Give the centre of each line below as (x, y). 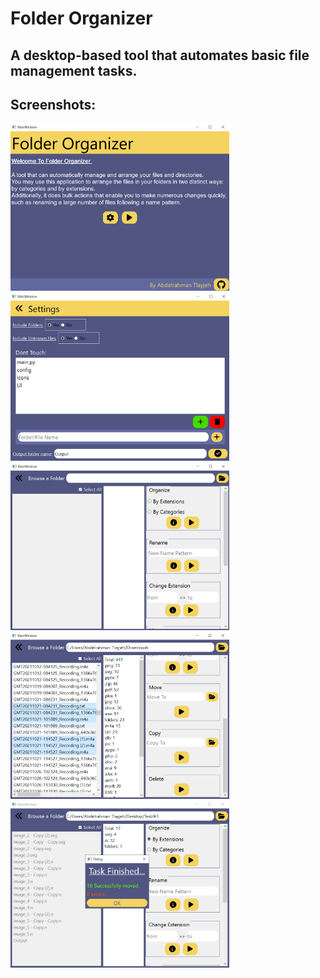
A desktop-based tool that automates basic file (160, 55)
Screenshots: (53, 104)
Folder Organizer (81, 18)
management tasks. (74, 70)
